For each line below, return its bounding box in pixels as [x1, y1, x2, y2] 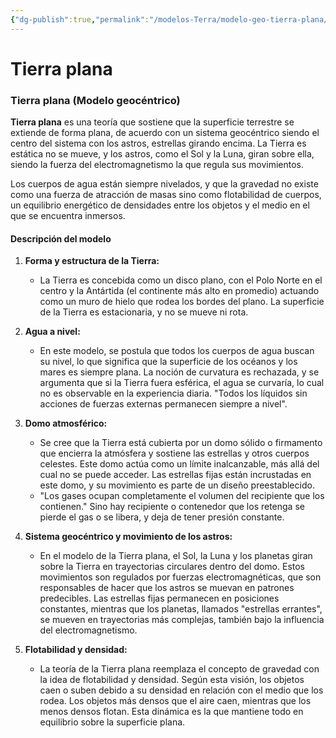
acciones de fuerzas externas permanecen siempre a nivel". [39, 398, 288, 410]
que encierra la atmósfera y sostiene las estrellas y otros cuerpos [39, 447, 310, 460]
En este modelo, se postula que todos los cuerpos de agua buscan [39, 345, 315, 357]
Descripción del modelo [10, 232, 112, 245]
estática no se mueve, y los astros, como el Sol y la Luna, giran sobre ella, [10, 148, 315, 160]
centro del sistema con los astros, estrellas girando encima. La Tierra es [10, 137, 307, 150]
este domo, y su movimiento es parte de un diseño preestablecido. [39, 479, 315, 491]
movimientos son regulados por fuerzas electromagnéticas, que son [39, 571, 322, 583]
